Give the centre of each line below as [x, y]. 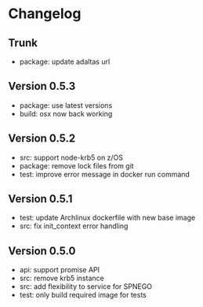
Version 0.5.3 [42, 86]
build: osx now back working [66, 113]
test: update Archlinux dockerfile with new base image [107, 218]
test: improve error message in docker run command [105, 174]
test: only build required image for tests [83, 295]
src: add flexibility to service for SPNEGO [86, 287]
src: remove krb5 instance [62, 278]
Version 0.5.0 [42, 251]
